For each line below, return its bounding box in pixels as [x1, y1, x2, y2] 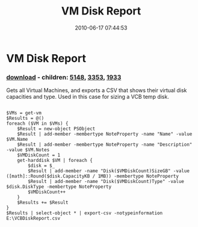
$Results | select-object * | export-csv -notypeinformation [6, 210, 163, 216]
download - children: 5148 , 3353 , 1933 [6, 73, 122, 81]
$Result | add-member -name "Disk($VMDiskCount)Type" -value [28, 179, 185, 185]
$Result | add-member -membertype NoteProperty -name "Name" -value [17, 131, 193, 137]
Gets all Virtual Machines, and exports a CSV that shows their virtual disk [6, 87, 187, 94]
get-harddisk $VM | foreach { [17, 158, 93, 164]
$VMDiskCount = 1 [17, 152, 61, 158]
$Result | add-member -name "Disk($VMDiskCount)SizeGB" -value [28, 168, 190, 174]
